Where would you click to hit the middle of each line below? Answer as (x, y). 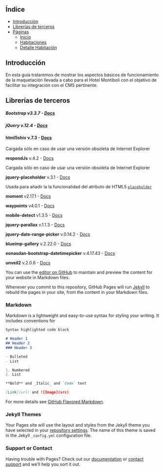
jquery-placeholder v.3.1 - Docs (38, 177)
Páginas (21, 32)
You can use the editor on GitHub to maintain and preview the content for (79, 272)
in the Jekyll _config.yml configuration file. (49, 436)
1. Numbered (18, 370)
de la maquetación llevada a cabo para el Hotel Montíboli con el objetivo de (81, 80)
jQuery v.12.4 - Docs (27, 125)
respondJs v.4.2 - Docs (30, 158)
